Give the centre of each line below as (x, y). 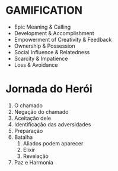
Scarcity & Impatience (41, 58)
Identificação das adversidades (52, 124)
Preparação (28, 130)
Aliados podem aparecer (53, 143)
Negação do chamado (41, 111)
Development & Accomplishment (54, 33)
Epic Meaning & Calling (42, 27)
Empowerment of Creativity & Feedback (63, 39)
